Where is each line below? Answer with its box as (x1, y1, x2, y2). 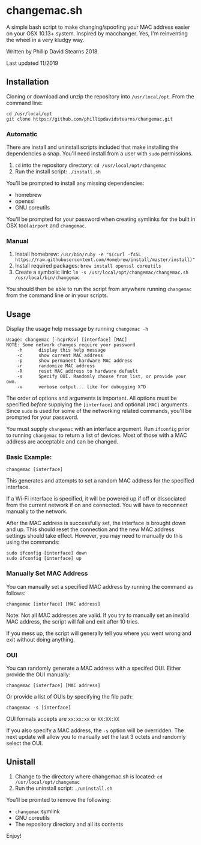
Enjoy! (6, 832, 22, 839)
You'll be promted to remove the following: (6, 796, 111, 803)
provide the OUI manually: (6, 671, 71, 678)
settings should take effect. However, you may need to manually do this (6, 532, 183, 540)
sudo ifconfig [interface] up (6, 556, 82, 562)
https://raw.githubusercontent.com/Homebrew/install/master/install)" (14, 257, 196, 263)
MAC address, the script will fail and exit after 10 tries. (6, 618, 140, 625)
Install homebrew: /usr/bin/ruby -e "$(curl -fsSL (14, 250, 142, 258)
